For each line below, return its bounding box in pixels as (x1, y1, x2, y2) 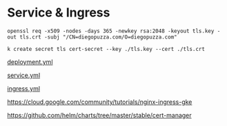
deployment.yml (7, 57, 53, 66)
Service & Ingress (7, 5, 110, 21)
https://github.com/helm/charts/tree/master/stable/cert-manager (7, 111, 192, 119)
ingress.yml (7, 84, 40, 92)
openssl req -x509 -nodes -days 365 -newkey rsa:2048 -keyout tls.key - (7, 28, 221, 34)
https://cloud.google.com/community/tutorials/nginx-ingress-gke (7, 98, 193, 106)
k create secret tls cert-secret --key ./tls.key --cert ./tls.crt (7, 45, 206, 52)
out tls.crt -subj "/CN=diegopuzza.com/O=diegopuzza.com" (7, 33, 177, 41)
